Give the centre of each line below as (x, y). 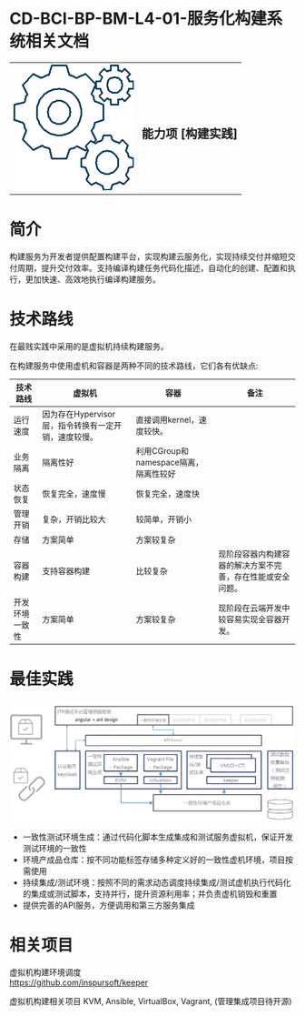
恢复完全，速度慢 (74, 494)
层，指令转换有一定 (78, 425)
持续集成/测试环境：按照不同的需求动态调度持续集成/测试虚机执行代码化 (157, 882)
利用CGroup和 (162, 450)
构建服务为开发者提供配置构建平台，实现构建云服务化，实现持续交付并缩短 (148, 257)
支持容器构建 (66, 570)
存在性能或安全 (262, 576)
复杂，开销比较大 (74, 519)
